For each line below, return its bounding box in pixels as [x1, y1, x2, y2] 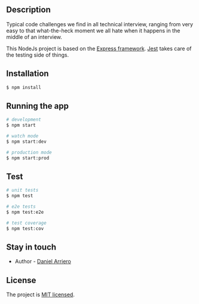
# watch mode [6, 133, 39, 139]
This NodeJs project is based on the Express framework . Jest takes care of [6, 45, 192, 52]
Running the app [6, 101, 69, 111]
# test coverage [6, 220, 47, 226]
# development [6, 116, 42, 123]
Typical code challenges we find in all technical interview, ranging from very [6, 20, 193, 27]
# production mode [6, 149, 52, 155]
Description [6, 5, 51, 15]
